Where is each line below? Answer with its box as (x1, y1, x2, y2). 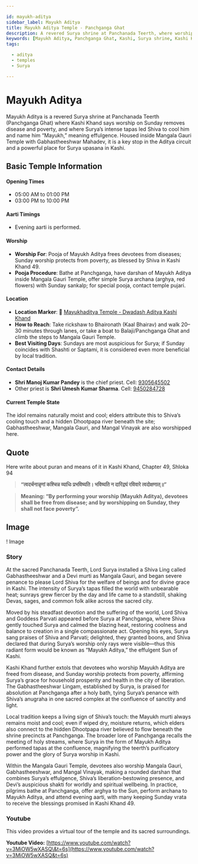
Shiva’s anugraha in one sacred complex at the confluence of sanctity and (6, 695, 186, 702)
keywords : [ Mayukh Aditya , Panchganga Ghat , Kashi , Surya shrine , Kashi (6, 36, 189, 42)
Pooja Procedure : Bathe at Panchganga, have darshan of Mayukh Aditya (14, 269, 192, 276)
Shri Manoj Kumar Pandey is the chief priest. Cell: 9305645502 (14, 379, 170, 386)
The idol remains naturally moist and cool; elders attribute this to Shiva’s (6, 412, 181, 419)
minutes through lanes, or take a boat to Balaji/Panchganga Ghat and (22, 327, 190, 334)
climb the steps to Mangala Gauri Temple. (14, 333, 116, 340)
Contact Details (6, 366, 45, 373)
